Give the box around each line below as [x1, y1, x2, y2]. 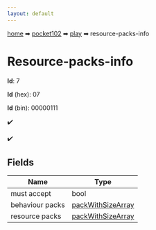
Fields [7, 156, 35, 168]
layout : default [7, 10, 54, 17]
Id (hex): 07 [7, 90, 40, 98]
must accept [10, 189, 52, 199]
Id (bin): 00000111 [7, 104, 58, 112]
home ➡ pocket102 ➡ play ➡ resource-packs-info [7, 29, 150, 38]
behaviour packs [10, 200, 65, 210]
